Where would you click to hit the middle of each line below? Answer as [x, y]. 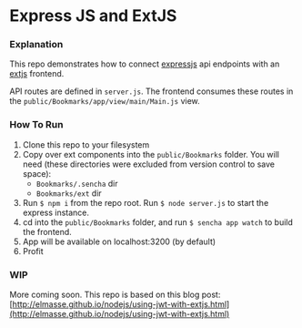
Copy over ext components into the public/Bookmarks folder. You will [151, 154]
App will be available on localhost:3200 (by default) [119, 241]
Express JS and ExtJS [93, 16]
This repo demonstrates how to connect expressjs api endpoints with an [145, 64]
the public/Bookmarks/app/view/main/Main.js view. [105, 101]
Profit [33, 251]
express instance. [55, 212]
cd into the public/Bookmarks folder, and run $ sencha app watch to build [158, 222]
